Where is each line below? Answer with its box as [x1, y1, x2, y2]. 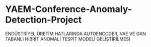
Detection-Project [5, 14, 82, 25]
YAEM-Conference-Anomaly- [5, 3, 132, 15]
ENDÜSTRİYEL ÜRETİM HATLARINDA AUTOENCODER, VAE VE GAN [5, 30, 146, 36]
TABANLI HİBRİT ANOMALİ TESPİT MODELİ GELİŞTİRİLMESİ [5, 36, 130, 42]
